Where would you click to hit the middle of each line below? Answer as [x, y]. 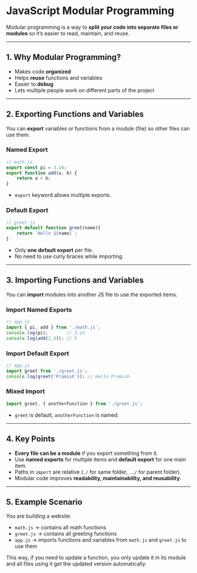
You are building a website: [39, 516]
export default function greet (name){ [53, 228]
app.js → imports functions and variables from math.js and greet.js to [100, 540]
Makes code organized [43, 71]
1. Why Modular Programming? [64, 57]
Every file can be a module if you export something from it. [86, 453]
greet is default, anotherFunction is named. [67, 415]
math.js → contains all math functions [60, 528]
